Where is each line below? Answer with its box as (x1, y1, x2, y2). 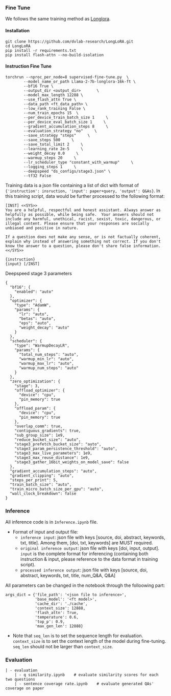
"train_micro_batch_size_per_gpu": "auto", (10, 486, 104, 492)
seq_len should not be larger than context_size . (12, 644, 113, 649)
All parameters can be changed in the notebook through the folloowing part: (5, 582, 165, 588)
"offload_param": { (14, 405, 56, 411)
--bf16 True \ (23, 84, 54, 89)
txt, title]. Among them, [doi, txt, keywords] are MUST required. (20, 540, 153, 546)
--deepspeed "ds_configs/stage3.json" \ (23, 169, 111, 174)
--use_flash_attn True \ (23, 97, 77, 102)
